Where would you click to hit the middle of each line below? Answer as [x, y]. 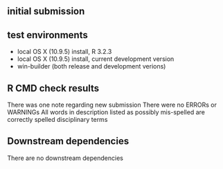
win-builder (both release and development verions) [91, 66]
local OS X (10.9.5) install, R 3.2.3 [64, 52]
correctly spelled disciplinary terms [57, 120]
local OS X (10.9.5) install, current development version [96, 59]
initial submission [46, 11]
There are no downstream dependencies [65, 158]
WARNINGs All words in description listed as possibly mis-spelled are [106, 112]
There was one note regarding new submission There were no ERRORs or [112, 105]
